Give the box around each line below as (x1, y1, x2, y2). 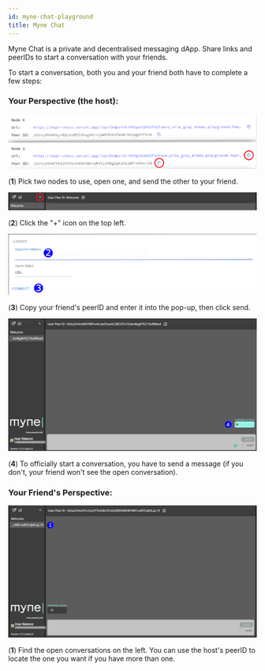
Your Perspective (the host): (8, 96, 119, 107)
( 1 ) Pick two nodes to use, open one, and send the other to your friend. (8, 176, 238, 186)
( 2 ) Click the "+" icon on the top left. (8, 218, 126, 227)
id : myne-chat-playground (8, 13, 93, 21)
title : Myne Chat (8, 21, 65, 29)
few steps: (8, 76, 43, 85)
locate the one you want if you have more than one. (8, 654, 176, 663)
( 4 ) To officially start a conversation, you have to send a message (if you (8, 459, 244, 468)
